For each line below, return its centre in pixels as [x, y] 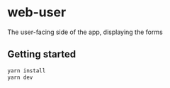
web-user [37, 12]
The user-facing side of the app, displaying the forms [85, 32]
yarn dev [20, 77]
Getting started [42, 54]
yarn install [27, 71]
